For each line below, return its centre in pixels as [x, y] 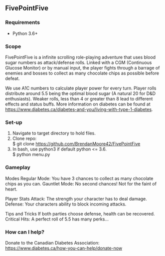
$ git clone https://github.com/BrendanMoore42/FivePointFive [76, 144]
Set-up [14, 122]
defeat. [12, 78]
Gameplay [18, 167]
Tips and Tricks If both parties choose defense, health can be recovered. [80, 213]
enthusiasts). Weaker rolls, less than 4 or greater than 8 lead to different [79, 98]
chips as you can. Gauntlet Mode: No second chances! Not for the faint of [81, 183]
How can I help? [25, 232]
